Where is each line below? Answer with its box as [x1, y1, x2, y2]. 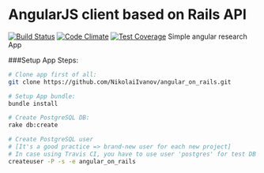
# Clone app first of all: [8, 70, 97, 78]
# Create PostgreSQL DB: [8, 114, 90, 122]
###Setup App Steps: [8, 55, 79, 65]
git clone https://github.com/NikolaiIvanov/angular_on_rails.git [8, 77, 232, 86]
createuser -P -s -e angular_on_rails [8, 157, 136, 165]
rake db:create [8, 121, 58, 130]
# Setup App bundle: [8, 92, 77, 100]
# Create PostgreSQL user [8, 136, 93, 144]
